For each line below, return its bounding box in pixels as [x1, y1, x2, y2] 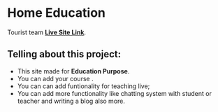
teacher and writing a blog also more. [17, 97, 126, 105]
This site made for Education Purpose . [17, 66, 130, 75]
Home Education [7, 5, 106, 21]
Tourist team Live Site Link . [7, 28, 86, 36]
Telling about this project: [7, 48, 121, 60]
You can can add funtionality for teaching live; [17, 82, 150, 90]
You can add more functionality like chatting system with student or [17, 89, 212, 97]
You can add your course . [17, 74, 94, 83]
